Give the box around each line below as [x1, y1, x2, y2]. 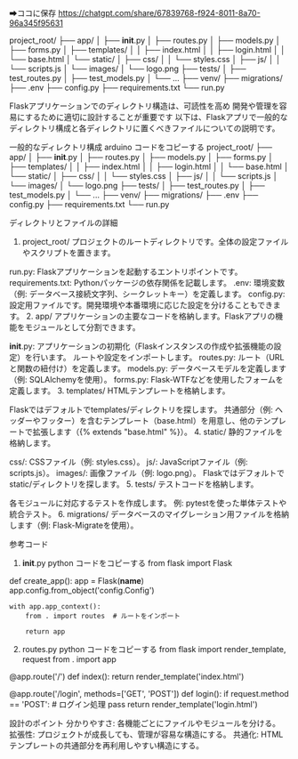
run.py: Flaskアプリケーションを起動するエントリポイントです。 [9, 266, 243, 277]
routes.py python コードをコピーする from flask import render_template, [21, 644, 286, 654]
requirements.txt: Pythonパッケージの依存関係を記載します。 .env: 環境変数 [9, 278, 286, 287]
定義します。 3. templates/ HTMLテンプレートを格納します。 [9, 385, 230, 396]
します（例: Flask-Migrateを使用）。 [9, 520, 139, 530]
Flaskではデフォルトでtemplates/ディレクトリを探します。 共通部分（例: [9, 404, 273, 415]
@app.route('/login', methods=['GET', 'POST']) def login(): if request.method [9, 689, 289, 698]
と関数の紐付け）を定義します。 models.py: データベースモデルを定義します [9, 363, 287, 374]
